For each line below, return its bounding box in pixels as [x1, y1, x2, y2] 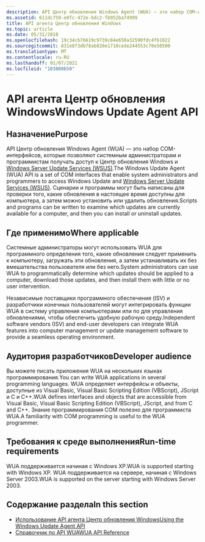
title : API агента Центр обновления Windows [6, 20, 121, 26]
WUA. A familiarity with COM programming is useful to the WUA [6, 413, 166, 419]
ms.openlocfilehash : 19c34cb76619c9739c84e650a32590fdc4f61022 [6, 37, 171, 43]
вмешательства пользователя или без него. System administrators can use [6, 263, 198, 271]
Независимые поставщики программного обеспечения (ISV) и [6, 294, 170, 302]
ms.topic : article [6, 26, 53, 32]
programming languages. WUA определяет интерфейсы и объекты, [6, 380, 180, 387]
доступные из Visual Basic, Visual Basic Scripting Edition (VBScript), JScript [6, 387, 199, 394]
